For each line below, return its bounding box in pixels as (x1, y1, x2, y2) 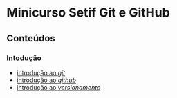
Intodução (6, 53, 42, 63)
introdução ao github (16, 76, 77, 84)
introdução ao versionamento (16, 83, 101, 91)
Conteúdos (6, 32, 56, 44)
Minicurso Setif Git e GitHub (6, 5, 170, 21)
